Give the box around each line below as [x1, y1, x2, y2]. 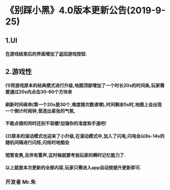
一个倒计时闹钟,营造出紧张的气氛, [5, 107, 75, 114]
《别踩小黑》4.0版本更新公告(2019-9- [5, 5, 166, 16]
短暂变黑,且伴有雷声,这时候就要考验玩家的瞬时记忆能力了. [5, 152, 126, 158]
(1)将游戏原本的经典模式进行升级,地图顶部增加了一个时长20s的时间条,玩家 [5, 83, 160, 89]
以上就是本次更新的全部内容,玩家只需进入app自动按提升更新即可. [5, 165, 141, 171]
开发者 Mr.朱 [5, 179, 36, 186]
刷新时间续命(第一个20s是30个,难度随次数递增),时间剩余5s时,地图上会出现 [5, 101, 162, 107]
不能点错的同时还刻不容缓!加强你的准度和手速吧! [5, 120, 107, 126]
